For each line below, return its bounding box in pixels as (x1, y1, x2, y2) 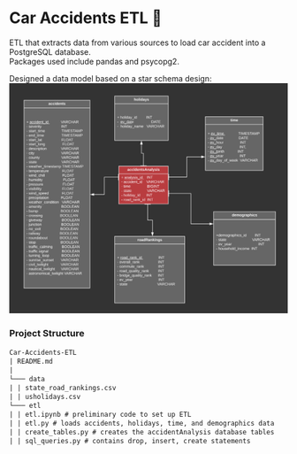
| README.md (9, 358, 53, 366)
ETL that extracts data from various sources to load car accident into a (9, 37, 266, 48)
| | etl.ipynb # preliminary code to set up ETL (9, 411, 192, 419)
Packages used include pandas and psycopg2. (9, 56, 179, 66)
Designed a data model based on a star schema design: (9, 73, 212, 83)
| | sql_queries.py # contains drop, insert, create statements (9, 437, 251, 446)
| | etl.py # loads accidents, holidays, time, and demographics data (9, 419, 275, 428)
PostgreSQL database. (9, 46, 91, 57)
